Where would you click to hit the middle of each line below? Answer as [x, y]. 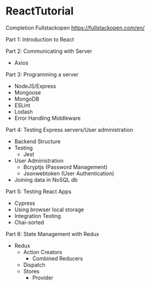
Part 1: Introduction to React [40, 39]
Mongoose [28, 92]
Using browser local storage [49, 210]
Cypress [25, 203]
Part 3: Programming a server [42, 74]
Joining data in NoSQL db [46, 179]
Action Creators [43, 252]
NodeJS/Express [35, 86]
